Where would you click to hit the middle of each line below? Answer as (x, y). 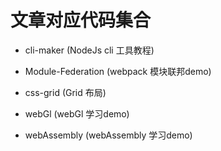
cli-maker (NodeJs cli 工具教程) (89, 50)
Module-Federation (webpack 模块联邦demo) (118, 71)
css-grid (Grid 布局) (65, 92)
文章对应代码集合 (81, 20)
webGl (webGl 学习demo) (77, 113)
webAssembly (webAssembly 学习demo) (108, 135)
